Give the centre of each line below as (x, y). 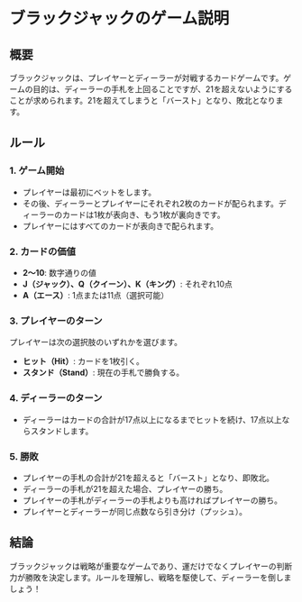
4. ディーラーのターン (56, 398)
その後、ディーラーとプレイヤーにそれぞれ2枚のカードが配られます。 (151, 203)
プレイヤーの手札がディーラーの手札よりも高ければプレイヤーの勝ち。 (152, 500)
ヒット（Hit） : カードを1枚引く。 (83, 361)
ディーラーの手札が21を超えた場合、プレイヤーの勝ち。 (125, 488)
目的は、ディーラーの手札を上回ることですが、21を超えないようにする (163, 89)
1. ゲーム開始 (37, 170)
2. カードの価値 (43, 251)
